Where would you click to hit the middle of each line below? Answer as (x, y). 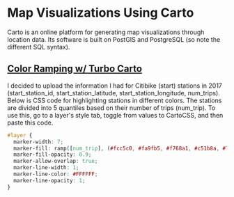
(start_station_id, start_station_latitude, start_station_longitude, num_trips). (114, 93)
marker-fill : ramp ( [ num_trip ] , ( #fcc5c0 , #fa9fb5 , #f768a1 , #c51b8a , (117, 148)
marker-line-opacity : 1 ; (49, 180)
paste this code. (30, 123)
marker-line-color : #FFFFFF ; (56, 174)
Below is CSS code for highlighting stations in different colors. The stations (115, 100)
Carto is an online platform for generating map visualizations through (106, 32)
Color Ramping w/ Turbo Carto (75, 69)
